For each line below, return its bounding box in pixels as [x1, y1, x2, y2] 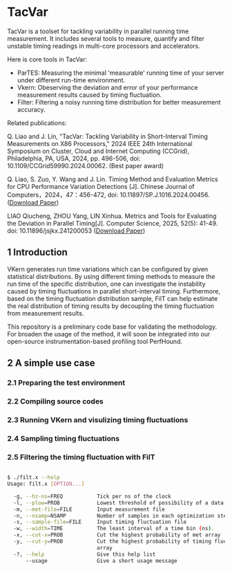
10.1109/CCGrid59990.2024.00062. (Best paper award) [7, 161, 164, 170]
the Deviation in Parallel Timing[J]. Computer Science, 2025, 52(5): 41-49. [7, 219, 218, 227]
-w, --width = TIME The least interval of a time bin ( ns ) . [13, 525, 215, 532]
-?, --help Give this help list [13, 551, 156, 558]
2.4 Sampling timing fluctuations [7, 433, 119, 443]
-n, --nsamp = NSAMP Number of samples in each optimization [13, 512, 215, 519]
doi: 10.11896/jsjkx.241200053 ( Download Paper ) [7, 226, 146, 235]
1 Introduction [7, 246, 68, 258]
